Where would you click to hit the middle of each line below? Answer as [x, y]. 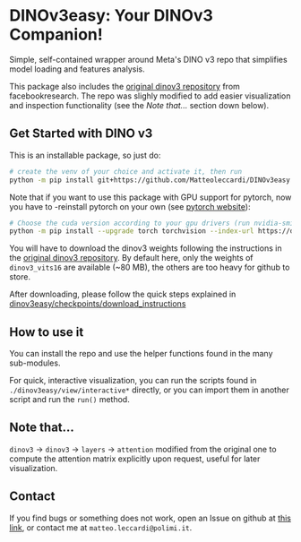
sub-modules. [35, 363]
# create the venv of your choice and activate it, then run [126, 171]
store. [20, 277]
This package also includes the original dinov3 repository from [125, 86]
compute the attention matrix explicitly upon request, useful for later [135, 459]
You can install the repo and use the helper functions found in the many [141, 354]
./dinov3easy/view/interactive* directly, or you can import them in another [149, 390]
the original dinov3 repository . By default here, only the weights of [131, 258]
